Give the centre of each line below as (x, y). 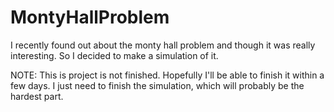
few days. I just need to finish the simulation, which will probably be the (157, 85)
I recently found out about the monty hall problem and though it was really (163, 45)
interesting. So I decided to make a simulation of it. (114, 55)
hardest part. (37, 96)
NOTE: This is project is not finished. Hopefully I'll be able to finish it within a (167, 75)
